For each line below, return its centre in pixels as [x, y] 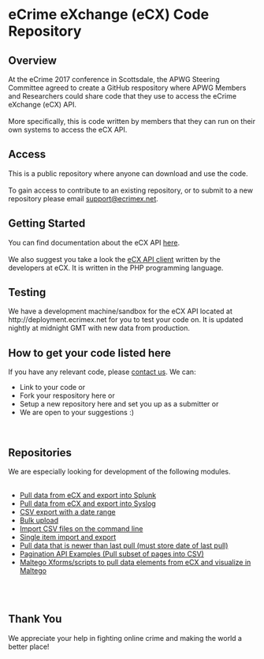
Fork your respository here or [67, 395]
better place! [29, 646]
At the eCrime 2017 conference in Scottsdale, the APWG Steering [114, 79]
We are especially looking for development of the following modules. [119, 472]
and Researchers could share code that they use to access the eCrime [123, 96]
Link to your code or [52, 388]
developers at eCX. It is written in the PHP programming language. [116, 268]
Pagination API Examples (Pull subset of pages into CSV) [112, 554]
